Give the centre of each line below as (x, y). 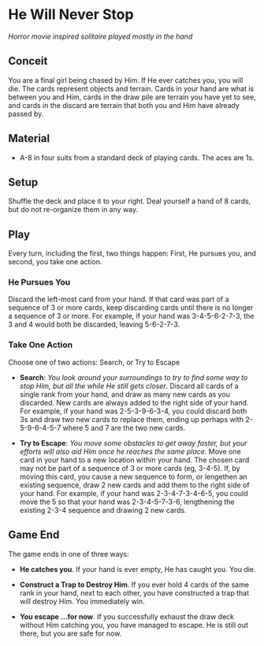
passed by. (26, 114)
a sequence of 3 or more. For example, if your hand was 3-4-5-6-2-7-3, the (131, 316)
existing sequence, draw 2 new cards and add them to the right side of (134, 485)
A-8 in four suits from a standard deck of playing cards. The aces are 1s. (137, 157)
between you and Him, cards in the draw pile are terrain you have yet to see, (132, 97)
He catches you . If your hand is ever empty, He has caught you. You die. (138, 569)
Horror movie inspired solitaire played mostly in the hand (100, 36)
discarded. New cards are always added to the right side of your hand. (134, 402)
